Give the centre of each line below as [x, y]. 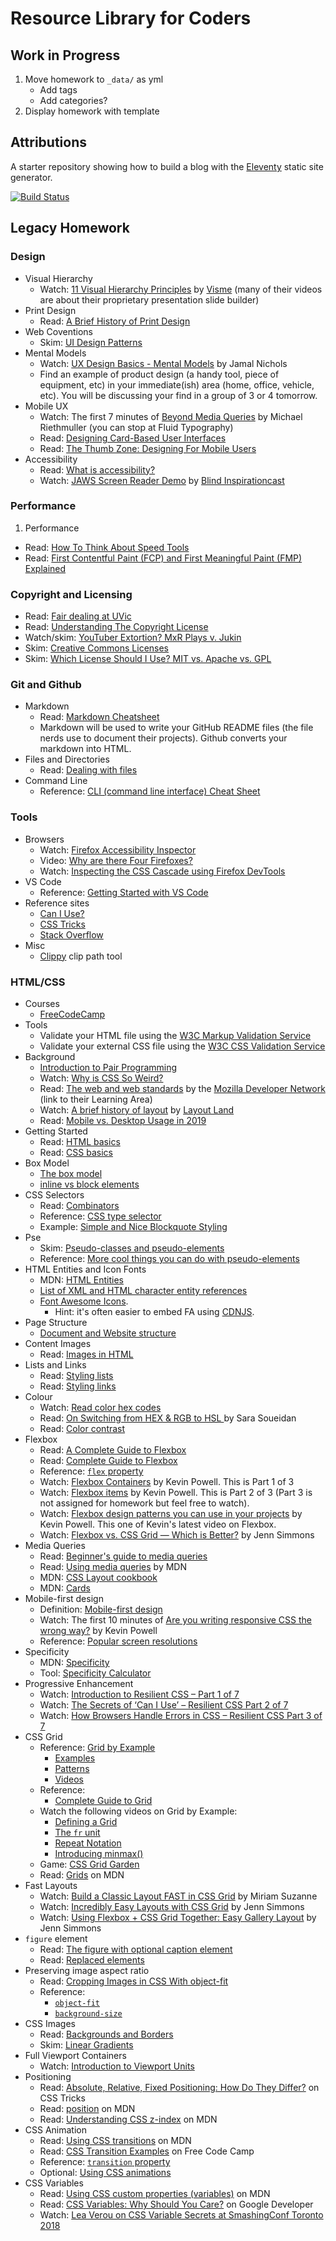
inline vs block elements [89, 1184]
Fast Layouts [51, 1885]
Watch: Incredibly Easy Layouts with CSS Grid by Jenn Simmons [172, 1906]
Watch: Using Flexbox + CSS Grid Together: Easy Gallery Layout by [178, 1917]
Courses [42, 1003]
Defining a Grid [86, 1821]
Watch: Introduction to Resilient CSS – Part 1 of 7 [139, 1694]
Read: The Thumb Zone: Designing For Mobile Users [148, 448]
